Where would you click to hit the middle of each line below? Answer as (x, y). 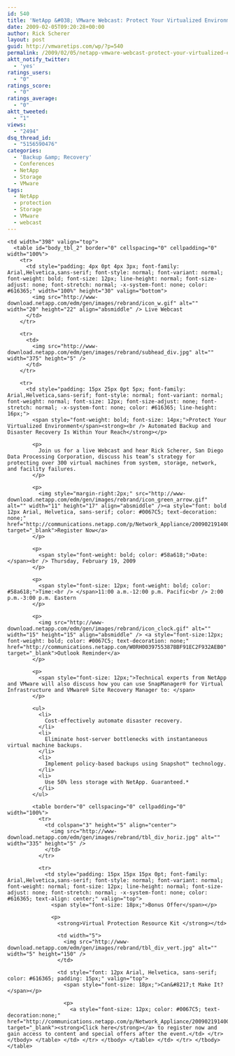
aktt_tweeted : (28, 112)
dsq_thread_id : (29, 138)
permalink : (23, 53)
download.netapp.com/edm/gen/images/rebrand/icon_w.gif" (92, 303)
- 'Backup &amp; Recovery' (53, 158)
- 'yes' (25, 66)
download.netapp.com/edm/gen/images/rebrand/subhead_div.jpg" (100, 352)
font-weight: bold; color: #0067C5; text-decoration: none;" (98, 641)
